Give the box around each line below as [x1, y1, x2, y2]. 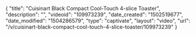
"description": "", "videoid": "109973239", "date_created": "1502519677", [5, 11, 184, 18]
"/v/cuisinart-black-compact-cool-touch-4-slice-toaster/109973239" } [5, 23, 178, 30]
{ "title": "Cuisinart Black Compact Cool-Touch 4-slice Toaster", [5, 5, 160, 12]
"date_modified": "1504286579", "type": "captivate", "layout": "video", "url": [5, 17, 191, 24]
